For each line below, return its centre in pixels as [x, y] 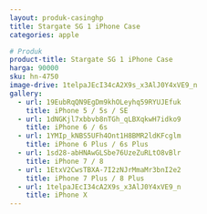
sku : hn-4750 [34, 77]
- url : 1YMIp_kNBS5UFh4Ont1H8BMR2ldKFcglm [99, 136]
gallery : [26, 93]
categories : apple [44, 35]
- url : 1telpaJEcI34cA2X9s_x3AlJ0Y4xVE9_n [99, 187]
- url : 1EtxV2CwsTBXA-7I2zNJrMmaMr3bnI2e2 [99, 169]
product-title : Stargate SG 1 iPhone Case [91, 60]
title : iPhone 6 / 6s [67, 127]
